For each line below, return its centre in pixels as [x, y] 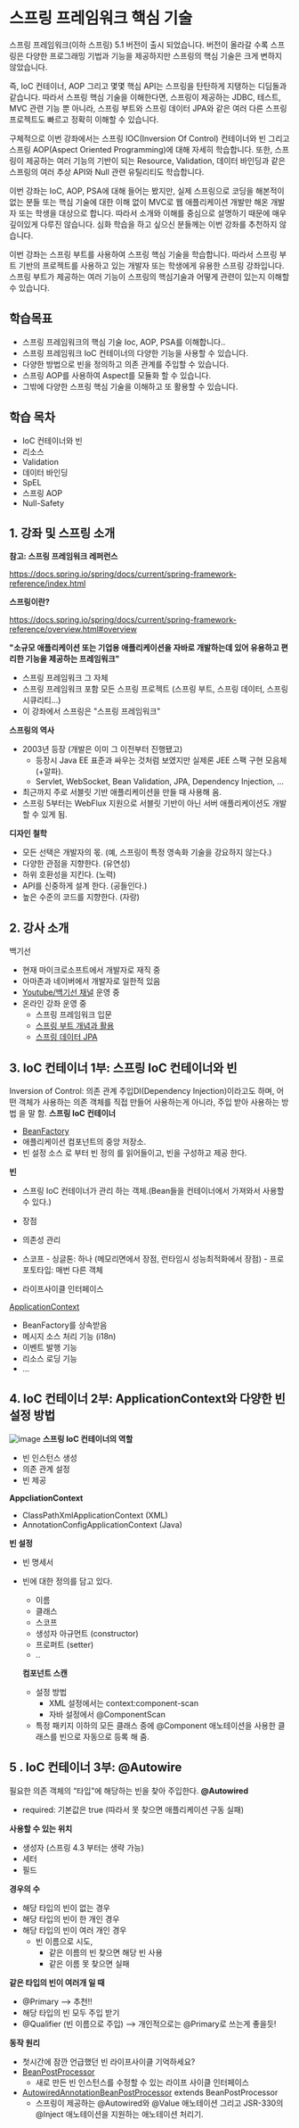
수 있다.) [36, 1202]
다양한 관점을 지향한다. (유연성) [76, 864]
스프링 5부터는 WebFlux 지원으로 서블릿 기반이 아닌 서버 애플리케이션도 [146, 803]
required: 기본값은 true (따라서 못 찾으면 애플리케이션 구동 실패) [133, 1809]
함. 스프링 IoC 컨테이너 [76, 1113]
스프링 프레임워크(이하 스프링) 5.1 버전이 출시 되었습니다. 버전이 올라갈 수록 [139, 45]
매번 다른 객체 [80, 1270]
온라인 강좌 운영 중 [54, 1004]
